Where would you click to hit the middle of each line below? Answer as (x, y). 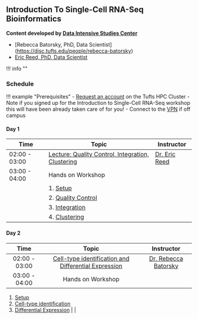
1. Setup (60, 188)
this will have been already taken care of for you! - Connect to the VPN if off (98, 109)
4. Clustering (66, 217)
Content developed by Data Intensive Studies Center (72, 33)
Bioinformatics (34, 19)
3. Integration (67, 208)
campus (16, 116)
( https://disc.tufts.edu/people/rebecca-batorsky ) (74, 51)
